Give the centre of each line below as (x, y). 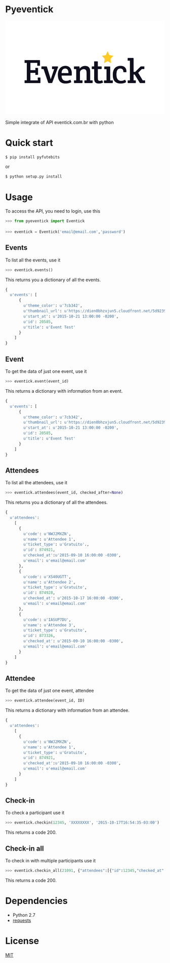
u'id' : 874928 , (39, 593)
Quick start (29, 143)
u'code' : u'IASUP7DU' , (47, 620)
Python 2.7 (24, 915)
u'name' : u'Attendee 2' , (50, 582)
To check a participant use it (35, 813)
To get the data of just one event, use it (46, 371)
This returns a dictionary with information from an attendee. (68, 710)
